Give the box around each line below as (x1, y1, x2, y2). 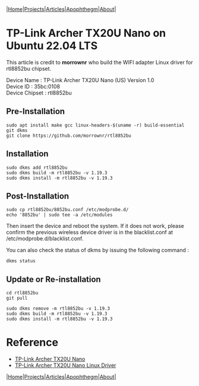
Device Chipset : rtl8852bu (6, 89, 72, 96)
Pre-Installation (6, 106, 65, 117)
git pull (6, 295, 28, 302)
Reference (6, 336, 58, 349)
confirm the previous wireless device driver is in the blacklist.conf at (6, 229, 173, 236)
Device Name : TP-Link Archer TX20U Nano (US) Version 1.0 (6, 76, 154, 83)
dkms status (6, 258, 36, 264)
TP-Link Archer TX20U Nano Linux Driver (14, 362, 116, 369)
